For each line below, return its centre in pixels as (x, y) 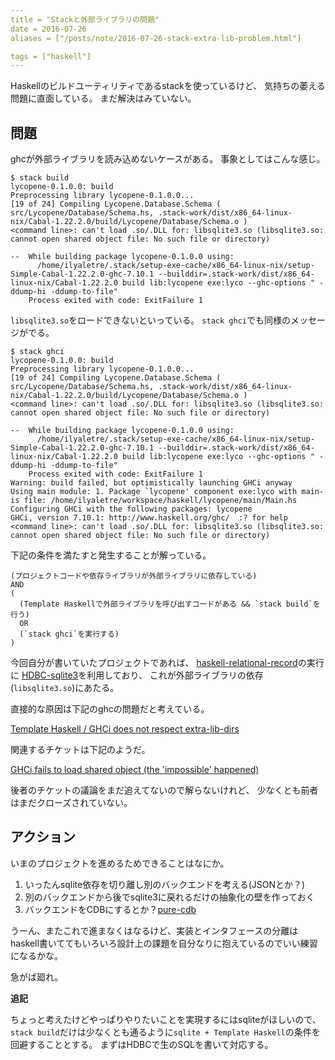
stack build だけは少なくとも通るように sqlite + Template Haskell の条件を (165, 1032)
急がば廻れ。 (37, 977)
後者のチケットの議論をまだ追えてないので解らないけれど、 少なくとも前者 (164, 790)
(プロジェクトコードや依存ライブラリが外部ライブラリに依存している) (134, 576)
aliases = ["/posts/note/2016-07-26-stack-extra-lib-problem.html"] (156, 38)
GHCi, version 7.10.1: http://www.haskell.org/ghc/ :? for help (149, 518)
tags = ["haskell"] (51, 56)
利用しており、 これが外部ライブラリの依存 (175, 675)
